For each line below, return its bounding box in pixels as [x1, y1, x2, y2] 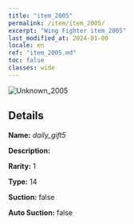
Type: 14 [8, 177, 37, 186]
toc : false [8, 57, 45, 65]
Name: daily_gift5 [8, 130, 66, 140]
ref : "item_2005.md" [8, 49, 77, 57]
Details [8, 109, 44, 122]
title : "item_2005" [8, 11, 73, 20]
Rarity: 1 [8, 161, 36, 170]
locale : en [8, 42, 45, 50]
